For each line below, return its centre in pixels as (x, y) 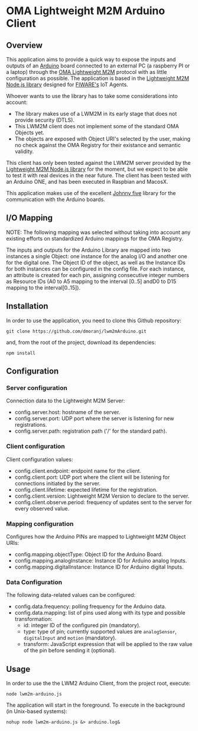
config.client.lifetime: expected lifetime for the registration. (86, 489)
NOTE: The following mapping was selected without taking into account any (98, 232)
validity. (24, 151)
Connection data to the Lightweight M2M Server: (66, 401)
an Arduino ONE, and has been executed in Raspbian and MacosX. (87, 182)
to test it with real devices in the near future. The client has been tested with (99, 175)
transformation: (33, 619)
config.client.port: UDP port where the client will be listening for (92, 477)
